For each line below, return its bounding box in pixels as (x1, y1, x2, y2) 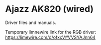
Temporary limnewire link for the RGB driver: (5, 29, 96, 35)
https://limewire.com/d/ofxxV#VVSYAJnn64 (5, 34, 96, 40)
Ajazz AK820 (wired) (5, 3, 94, 15)
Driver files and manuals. (5, 20, 56, 25)
